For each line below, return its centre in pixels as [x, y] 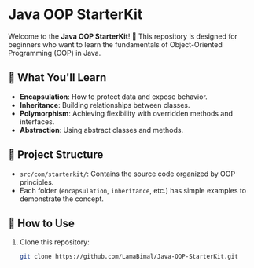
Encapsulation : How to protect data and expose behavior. [114, 97]
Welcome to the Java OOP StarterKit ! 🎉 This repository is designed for [123, 36]
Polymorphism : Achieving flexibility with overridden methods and [126, 113]
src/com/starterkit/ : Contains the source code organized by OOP [127, 174]
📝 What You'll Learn [57, 77]
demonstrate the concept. [62, 199]
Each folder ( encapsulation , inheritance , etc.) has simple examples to [133, 190]
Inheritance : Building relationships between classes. [105, 105]
